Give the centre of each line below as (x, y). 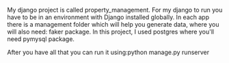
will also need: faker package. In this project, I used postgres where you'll (110, 32)
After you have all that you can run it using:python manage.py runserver (108, 52)
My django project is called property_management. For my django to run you (115, 10)
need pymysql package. (41, 39)
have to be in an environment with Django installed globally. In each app (108, 17)
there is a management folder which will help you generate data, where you (113, 24)
